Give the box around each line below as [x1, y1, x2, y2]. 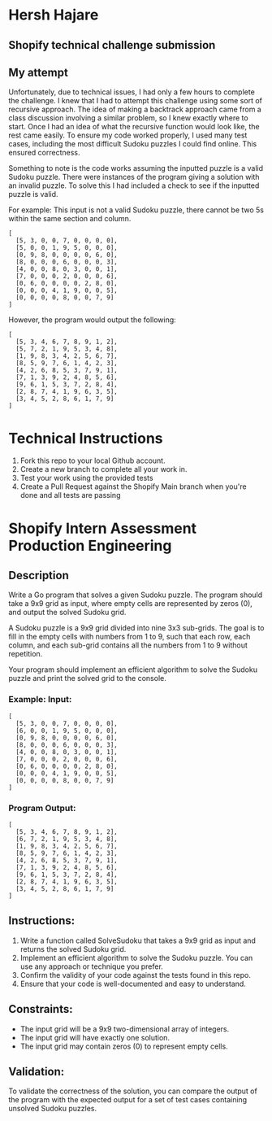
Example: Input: [8, 694, 72, 705]
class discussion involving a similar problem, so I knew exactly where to [8, 113, 249, 123]
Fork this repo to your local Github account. [19, 456, 166, 465]
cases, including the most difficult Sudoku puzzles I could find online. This [8, 139, 257, 149]
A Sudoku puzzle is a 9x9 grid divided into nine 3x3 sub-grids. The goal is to [8, 623, 265, 633]
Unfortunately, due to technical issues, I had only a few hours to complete [8, 87, 256, 97]
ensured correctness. [8, 148, 80, 158]
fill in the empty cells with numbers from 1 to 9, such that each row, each [8, 632, 251, 642]
